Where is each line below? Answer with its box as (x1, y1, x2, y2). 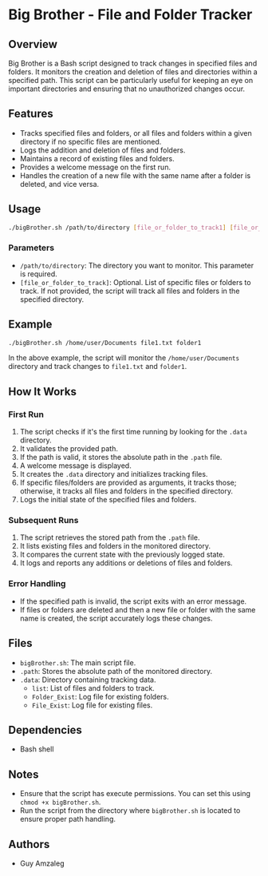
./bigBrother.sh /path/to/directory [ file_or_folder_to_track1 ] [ (8, 224, 234, 232)
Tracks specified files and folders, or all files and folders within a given (19, 128, 253, 137)
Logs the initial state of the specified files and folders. (19, 495, 197, 505)
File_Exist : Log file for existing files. (31, 700, 153, 710)
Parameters (8, 242, 54, 253)
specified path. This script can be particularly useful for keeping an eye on (8, 76, 254, 85)
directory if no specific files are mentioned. (19, 137, 162, 146)
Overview (8, 38, 58, 51)
